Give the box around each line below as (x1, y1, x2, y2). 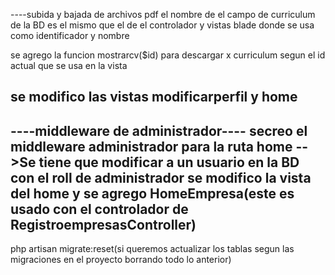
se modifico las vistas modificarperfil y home (10, 89, 298, 106)
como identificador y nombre (10, 30, 130, 41)
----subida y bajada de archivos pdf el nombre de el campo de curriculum (10, 9, 316, 20)
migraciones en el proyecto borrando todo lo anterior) (10, 254, 232, 266)
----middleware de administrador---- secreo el (10, 122, 308, 139)
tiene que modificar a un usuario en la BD (38, 154, 300, 171)
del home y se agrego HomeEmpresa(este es (10, 185, 295, 202)
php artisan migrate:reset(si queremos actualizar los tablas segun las (10, 243, 295, 255)
